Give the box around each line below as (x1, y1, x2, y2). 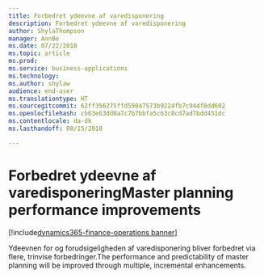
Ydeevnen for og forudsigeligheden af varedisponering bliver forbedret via (8, 243, 256, 253)
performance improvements (8, 200, 202, 219)
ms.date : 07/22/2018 (8, 42, 78, 50)
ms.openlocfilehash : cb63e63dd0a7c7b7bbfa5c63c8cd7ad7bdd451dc (8, 110, 226, 118)
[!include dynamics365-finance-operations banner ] (8, 227, 178, 237)
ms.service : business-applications (8, 65, 128, 73)
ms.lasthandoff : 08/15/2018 (8, 124, 103, 133)
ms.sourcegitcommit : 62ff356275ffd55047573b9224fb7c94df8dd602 (8, 102, 226, 110)
